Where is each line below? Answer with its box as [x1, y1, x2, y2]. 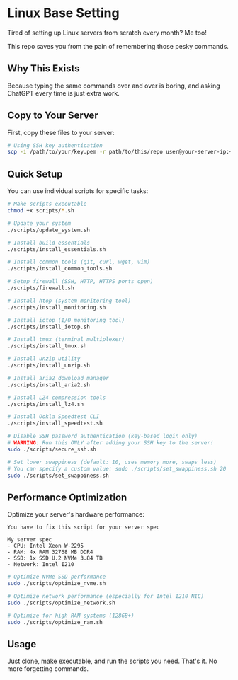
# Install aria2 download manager [7, 374, 110, 381]
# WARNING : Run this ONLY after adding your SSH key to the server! [7, 439, 214, 446]
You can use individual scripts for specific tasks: [7, 187, 149, 195]
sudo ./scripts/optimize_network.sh [7, 599, 115, 606]
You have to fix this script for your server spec [7, 524, 160, 531]
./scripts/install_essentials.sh [7, 246, 106, 253]
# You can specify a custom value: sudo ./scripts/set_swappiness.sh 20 [7, 465, 227, 472]
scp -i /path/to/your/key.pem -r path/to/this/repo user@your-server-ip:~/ [7, 149, 236, 156]
